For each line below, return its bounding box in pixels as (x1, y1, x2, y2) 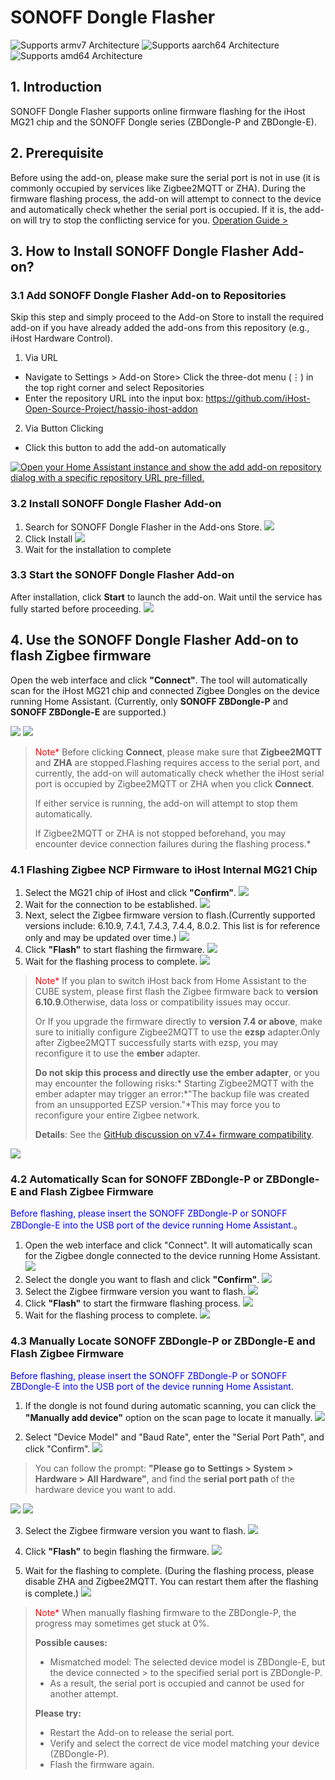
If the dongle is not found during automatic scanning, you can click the (24, 1399, 317, 1411)
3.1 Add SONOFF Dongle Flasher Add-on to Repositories (10, 288, 287, 302)
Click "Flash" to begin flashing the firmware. (24, 1545, 210, 1557)
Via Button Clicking (24, 422, 104, 435)
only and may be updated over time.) (24, 931, 177, 943)
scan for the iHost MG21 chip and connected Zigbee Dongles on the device (10, 684, 320, 696)
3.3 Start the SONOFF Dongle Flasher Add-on (10, 568, 235, 582)
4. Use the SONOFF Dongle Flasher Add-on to (10, 632, 299, 649)
